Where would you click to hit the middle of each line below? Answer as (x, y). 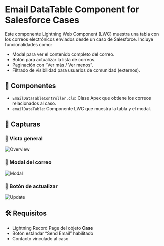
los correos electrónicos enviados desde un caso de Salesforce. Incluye (79, 39)
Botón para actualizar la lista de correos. (54, 59)
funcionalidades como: (29, 44)
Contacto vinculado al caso (40, 238)
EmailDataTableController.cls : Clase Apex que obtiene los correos (82, 98)
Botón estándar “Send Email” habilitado (53, 233)
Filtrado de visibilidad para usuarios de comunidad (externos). (76, 70)
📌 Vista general (24, 139)
